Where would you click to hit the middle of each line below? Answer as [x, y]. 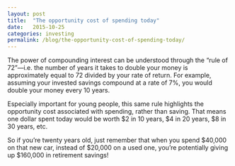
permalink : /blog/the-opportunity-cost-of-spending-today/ [96, 40]
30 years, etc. [28, 126]
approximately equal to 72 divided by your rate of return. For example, [109, 76]
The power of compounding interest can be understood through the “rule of [118, 60]
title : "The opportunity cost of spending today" [84, 20]
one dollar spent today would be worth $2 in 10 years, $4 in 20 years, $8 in [117, 119]
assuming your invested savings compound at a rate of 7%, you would [110, 83]
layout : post [27, 14]
